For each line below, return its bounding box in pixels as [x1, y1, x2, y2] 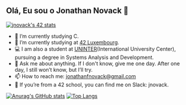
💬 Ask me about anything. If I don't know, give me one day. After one [14, 60, 180, 67]
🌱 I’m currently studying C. [14, 33, 79, 40]
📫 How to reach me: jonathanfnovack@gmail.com [14, 72, 136, 79]
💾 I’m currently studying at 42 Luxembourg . [14, 38, 120, 45]
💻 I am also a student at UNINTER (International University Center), [14, 45, 176, 52]
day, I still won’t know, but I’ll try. [14, 66, 93, 73]
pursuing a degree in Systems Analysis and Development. [14, 54, 154, 61]
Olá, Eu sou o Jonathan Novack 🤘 [6, 6, 129, 16]
